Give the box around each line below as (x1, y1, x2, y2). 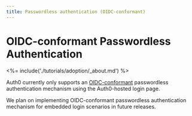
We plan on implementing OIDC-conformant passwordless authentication (6, 96, 187, 103)
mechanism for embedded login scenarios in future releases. (6, 103, 157, 110)
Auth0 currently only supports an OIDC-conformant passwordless (6, 78, 169, 86)
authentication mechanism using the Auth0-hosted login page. (6, 85, 160, 92)
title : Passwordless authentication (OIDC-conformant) (6, 8, 146, 15)
